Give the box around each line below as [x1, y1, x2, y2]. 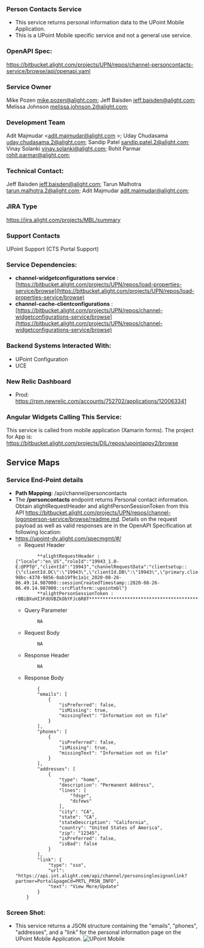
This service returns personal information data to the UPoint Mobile [15, 19, 185, 26]
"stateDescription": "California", [58, 819, 149, 825]
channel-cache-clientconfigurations [15, 300, 110, 308]
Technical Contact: [6, 167, 64, 175]
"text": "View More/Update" [47, 883, 119, 889]
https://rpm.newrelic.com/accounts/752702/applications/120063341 [15, 397, 187, 405]
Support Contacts [6, 231, 60, 240]
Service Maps [6, 457, 60, 468]
